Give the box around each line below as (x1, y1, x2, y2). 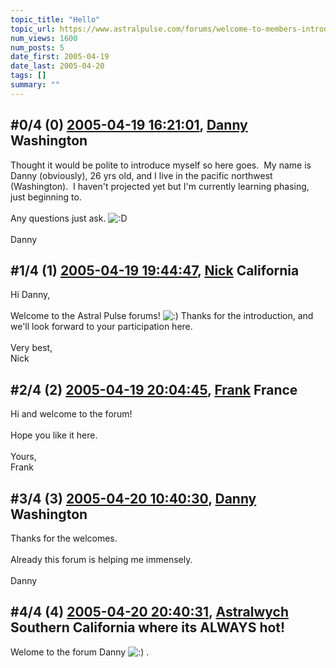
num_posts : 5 (10, 42, 65, 53)
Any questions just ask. (10, 212, 107, 224)
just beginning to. (10, 191, 82, 203)
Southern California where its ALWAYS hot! (10, 619, 286, 636)
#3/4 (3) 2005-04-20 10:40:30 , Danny (10, 490, 257, 507)
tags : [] (10, 71, 47, 81)
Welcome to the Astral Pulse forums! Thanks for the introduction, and (10, 310, 314, 322)
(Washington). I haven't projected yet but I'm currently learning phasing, (10, 180, 310, 192)
